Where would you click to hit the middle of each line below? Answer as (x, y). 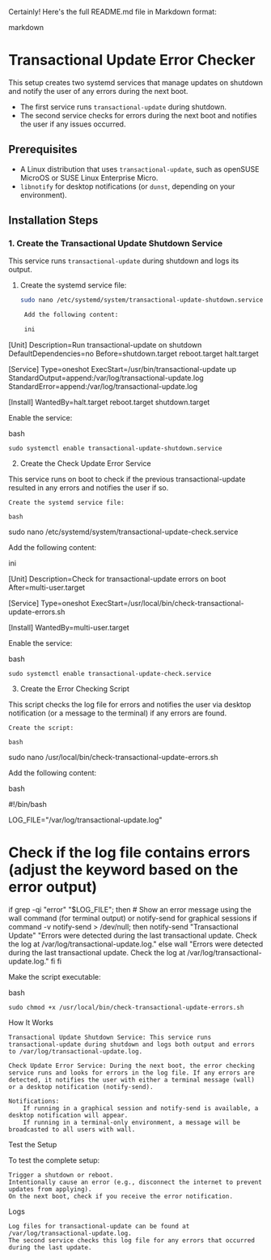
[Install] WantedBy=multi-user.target (69, 628)
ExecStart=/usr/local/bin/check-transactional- (167, 604)
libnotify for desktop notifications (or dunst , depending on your (127, 186)
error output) (53, 887)
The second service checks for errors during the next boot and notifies (138, 115)
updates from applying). (50, 1190)
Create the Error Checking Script (74, 689)
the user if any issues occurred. (73, 124)
